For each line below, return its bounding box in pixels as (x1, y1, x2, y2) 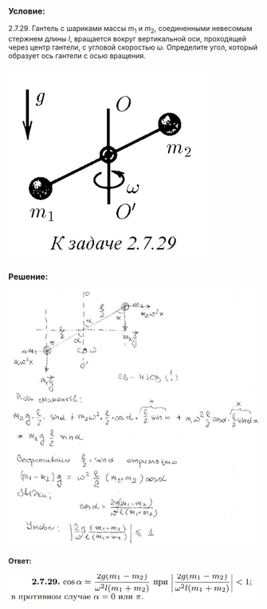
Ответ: (8, 556, 32, 565)
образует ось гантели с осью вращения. (8, 51, 146, 61)
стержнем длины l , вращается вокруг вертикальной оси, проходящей (8, 34, 247, 44)
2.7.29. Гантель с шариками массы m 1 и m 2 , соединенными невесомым (8, 24, 253, 35)
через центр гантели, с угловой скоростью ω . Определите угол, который (8, 42, 258, 53)
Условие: (8, 6, 45, 17)
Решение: (8, 271, 49, 282)
